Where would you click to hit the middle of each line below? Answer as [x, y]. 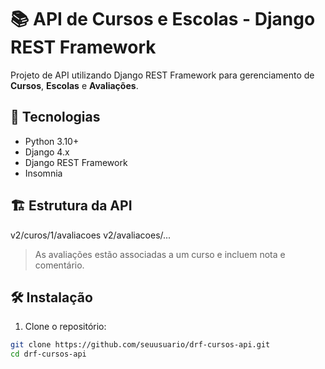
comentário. [59, 265]
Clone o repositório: [65, 327]
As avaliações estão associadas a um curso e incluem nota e [160, 254]
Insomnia [43, 173]
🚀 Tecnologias [55, 117]
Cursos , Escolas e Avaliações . [74, 85]
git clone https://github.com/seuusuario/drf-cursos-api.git [140, 345]
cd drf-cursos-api [48, 354]
